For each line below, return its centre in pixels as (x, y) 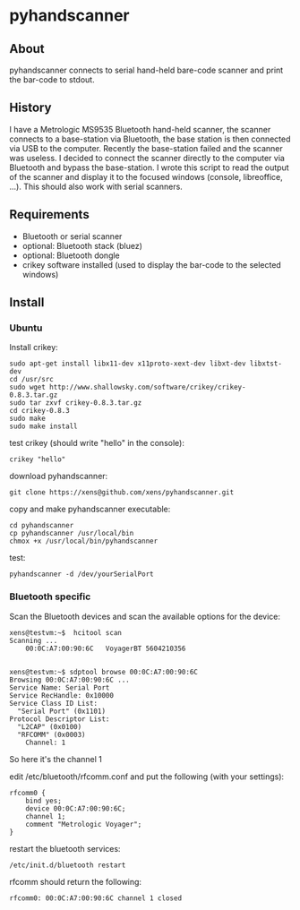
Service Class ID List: (54, 703)
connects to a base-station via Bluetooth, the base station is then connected (150, 139)
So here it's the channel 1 (56, 759)
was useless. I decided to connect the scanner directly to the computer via (147, 158)
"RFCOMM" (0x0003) (52, 734)
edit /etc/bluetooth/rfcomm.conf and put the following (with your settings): (147, 777)
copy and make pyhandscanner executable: (90, 509)
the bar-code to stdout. (52, 80)
